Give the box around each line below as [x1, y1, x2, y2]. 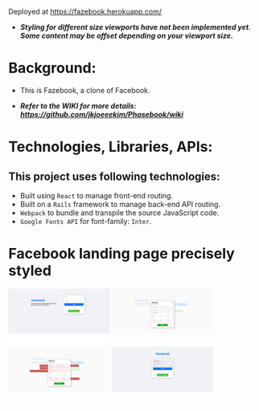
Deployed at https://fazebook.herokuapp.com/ [8, 7, 162, 16]
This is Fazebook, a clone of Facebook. [19, 85, 150, 95]
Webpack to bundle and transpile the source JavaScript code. [19, 208, 220, 218]
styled [8, 262, 52, 280]
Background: [8, 59, 97, 77]
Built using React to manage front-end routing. [19, 190, 174, 200]
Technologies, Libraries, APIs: [8, 138, 213, 156]
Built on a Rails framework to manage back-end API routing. [19, 199, 221, 209]
